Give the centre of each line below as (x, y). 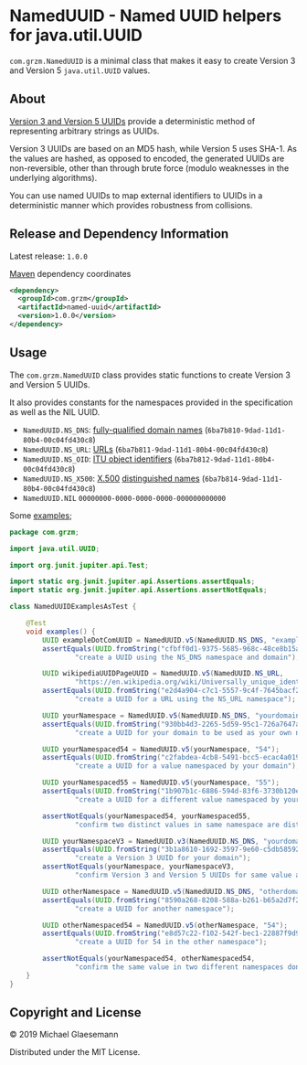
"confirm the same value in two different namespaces (179, 967)
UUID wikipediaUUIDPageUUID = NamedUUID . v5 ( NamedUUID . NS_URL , (163, 674)
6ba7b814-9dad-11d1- (243, 479)
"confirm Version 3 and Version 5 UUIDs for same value (183, 875)
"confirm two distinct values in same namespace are (177, 825)
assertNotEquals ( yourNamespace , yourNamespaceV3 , (138, 867)
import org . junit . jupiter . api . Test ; (79, 565)
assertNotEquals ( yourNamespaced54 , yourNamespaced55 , (147, 816)
